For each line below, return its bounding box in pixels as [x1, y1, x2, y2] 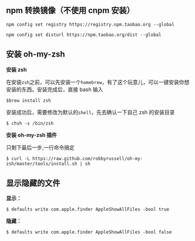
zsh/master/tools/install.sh [6, 160, 78, 166]
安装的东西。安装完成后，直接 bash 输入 [6, 86, 104, 93]
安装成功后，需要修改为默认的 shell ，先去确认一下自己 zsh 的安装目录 [6, 108, 175, 116]
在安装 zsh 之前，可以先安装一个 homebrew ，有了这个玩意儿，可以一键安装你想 [6, 78, 190, 85]
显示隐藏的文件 [6, 178, 60, 188]
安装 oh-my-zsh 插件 [6, 131, 58, 138]
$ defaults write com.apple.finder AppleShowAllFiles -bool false [6, 229, 172, 235]
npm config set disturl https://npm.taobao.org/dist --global [6, 32, 162, 38]
